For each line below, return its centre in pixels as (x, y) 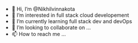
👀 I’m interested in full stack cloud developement (70, 15)
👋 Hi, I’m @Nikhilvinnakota (43, 9)
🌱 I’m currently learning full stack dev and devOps (72, 21)
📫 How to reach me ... (39, 34)
